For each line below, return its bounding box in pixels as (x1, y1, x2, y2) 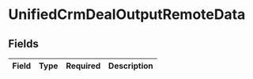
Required (66, 61, 101, 71)
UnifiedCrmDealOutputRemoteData (8, 6, 246, 24)
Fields (8, 37, 40, 51)
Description (108, 61, 154, 71)
